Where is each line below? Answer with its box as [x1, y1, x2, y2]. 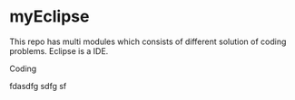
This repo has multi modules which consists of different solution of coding [9, 36, 287, 47]
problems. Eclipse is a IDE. [9, 45, 109, 56]
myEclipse [9, 6, 90, 27]
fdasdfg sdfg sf [9, 80, 67, 91]
